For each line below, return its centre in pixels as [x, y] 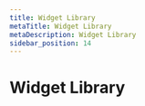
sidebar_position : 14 [51, 43]
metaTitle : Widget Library [61, 26]
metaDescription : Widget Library [73, 34]
